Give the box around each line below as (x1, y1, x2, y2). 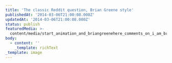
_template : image (5, 50, 42, 55)
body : (5, 36, 17, 41)
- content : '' (10, 41, 40, 46)
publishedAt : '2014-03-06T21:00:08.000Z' (5, 12, 95, 17)
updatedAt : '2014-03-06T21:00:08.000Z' (5, 17, 91, 22)
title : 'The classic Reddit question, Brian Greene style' (5, 7, 134, 13)
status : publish (5, 21, 40, 27)
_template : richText (14, 45, 58, 50)
